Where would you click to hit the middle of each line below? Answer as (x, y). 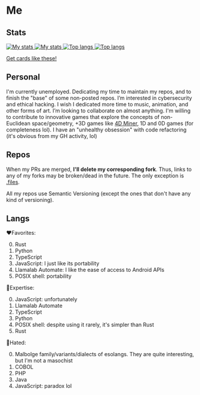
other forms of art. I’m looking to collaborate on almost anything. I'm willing (99, 111)
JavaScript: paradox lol (43, 386)
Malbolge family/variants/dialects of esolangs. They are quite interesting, (104, 354)
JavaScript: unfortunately (46, 299)
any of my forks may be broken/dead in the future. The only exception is (95, 175)
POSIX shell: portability (43, 276)
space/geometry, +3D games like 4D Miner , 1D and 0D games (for (113, 123)
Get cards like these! (31, 58)
